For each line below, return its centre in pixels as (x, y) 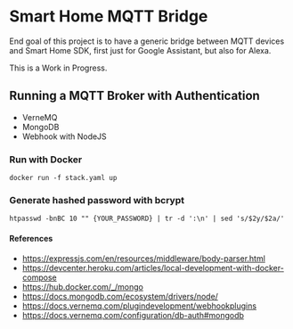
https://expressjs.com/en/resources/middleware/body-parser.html (143, 258)
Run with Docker (46, 160)
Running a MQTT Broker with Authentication (134, 96)
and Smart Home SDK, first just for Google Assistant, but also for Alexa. (140, 50)
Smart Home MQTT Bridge (109, 16)
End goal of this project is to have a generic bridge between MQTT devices (147, 41)
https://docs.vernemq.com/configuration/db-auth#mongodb (133, 315)
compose (39, 277)
